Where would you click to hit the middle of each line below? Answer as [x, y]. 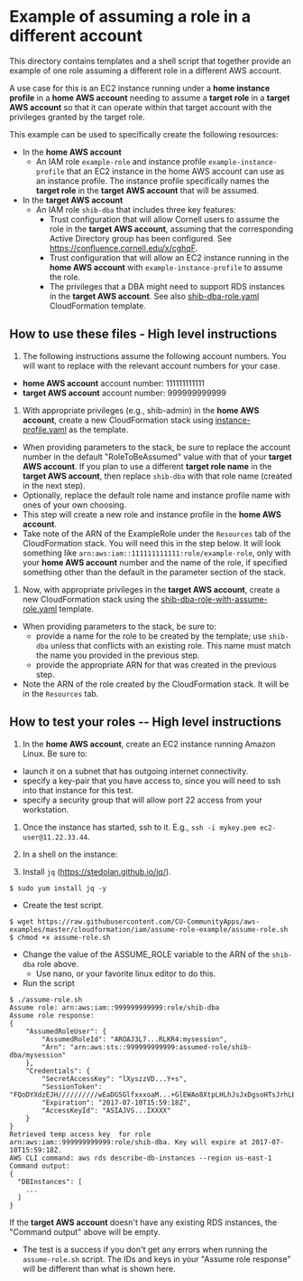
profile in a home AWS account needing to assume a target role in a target [150, 98]
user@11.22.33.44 [55, 837]
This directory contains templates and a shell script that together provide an [150, 61]
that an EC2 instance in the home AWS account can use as [175, 171]
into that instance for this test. [78, 790]
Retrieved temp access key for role [80, 1134]
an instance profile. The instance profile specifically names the [152, 180]
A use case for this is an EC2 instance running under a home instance [140, 88]
